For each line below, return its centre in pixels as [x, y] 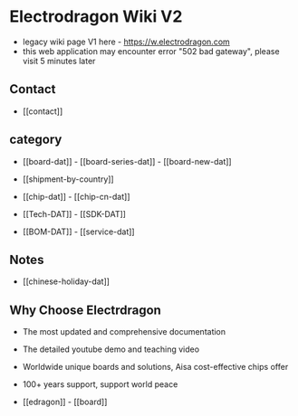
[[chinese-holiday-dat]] [66, 281]
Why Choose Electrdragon [85, 310]
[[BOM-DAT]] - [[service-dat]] [78, 232]
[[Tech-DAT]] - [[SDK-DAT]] [74, 213]
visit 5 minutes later [59, 61]
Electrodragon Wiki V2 [96, 17]
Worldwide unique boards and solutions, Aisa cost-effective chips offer [155, 367]
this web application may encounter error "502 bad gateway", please [151, 51]
